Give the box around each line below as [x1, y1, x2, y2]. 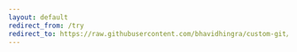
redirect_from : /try [8, 21, 85, 30]
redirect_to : [8, 29, 57, 38]
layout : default [8, 12, 68, 22]
